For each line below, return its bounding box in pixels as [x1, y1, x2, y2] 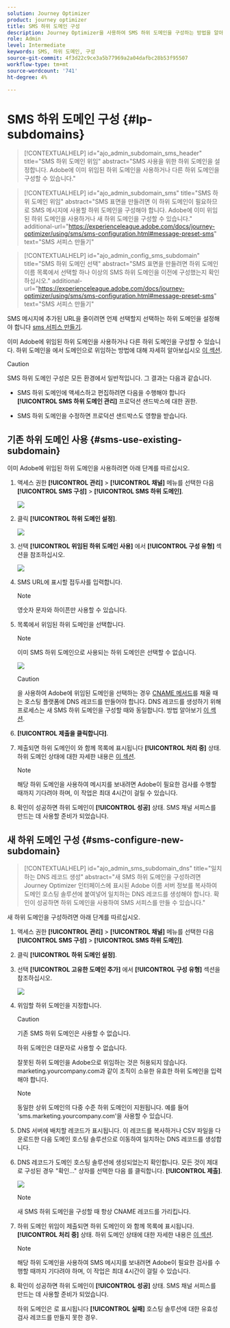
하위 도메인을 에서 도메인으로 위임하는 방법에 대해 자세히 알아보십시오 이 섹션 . [16, 346, 222, 354]
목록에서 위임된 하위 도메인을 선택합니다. [16, 620, 125, 629]
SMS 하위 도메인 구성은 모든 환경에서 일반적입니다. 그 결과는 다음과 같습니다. [7, 374, 212, 383]
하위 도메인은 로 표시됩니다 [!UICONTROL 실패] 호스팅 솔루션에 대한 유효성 [16, 1304, 218, 1313]
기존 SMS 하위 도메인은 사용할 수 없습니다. [16, 1029, 131, 1037]
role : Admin [7, 36, 41, 43]
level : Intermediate [7, 42, 66, 49]
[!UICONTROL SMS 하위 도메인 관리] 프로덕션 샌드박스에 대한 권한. [16, 397, 198, 405]
